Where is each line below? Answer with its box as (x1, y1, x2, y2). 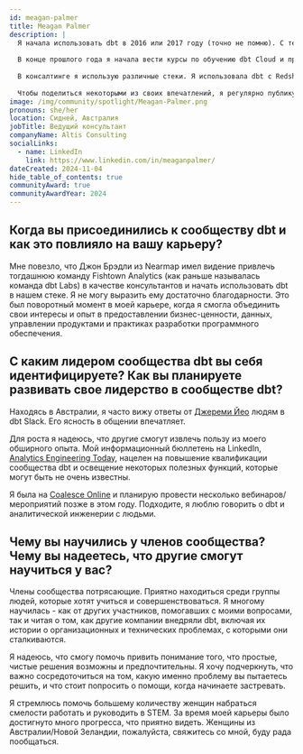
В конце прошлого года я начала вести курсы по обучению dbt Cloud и (17, 55, 284, 64)
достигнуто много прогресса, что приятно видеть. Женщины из (9, 717, 255, 728)
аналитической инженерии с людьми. (9, 508, 156, 519)
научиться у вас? (9, 563, 113, 578)
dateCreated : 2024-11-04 (9, 164, 103, 173)
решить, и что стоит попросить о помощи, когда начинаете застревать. (9, 680, 286, 691)
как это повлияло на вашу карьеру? (9, 236, 223, 253)
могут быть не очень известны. (9, 471, 131, 483)
